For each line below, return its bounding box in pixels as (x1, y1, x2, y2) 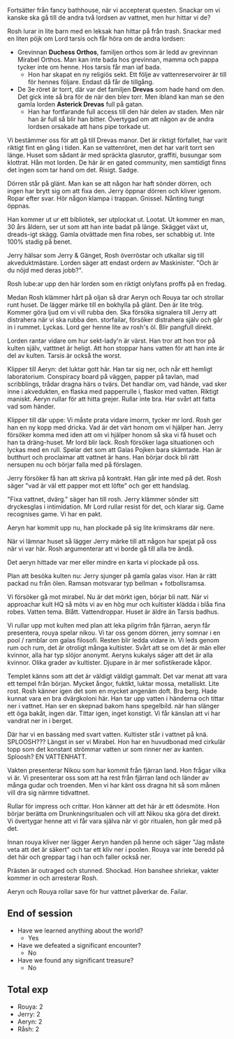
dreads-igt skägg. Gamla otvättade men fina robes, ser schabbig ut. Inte (7, 230, 215, 238)
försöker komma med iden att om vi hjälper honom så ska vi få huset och (7, 431, 217, 439)
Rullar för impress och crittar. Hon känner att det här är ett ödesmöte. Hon (7, 802, 220, 810)
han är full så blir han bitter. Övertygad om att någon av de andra (27, 115, 214, 123)
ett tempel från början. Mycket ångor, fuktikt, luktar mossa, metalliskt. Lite (7, 680, 219, 687)
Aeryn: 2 (17, 1017, 43, 1026)
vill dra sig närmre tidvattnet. (7, 788, 90, 797)
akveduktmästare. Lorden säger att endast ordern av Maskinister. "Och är (7, 259, 219, 267)
